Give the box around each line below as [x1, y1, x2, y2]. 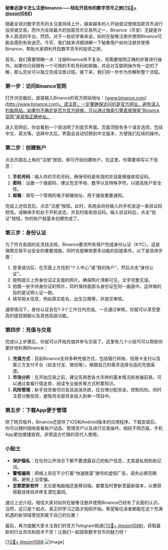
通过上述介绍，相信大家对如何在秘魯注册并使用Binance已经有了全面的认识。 [5, 499, 162, 505]
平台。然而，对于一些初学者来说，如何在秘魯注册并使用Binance [26, 33, 158, 39]
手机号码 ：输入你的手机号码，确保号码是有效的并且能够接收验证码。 [12, 173, 153, 179]
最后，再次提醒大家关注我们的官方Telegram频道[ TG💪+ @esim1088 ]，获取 [5, 522, 156, 528]
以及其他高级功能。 [31, 312, 71, 318]
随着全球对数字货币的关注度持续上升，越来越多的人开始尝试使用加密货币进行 [5, 21, 163, 26]
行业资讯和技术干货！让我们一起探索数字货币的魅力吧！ [13, 528, 128, 534]
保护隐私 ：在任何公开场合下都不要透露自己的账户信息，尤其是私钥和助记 [12, 457, 161, 463]
